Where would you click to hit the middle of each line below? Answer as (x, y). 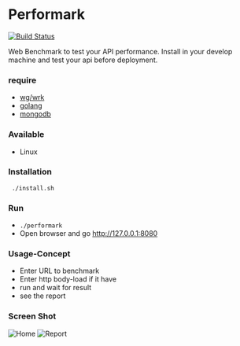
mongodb (35, 114)
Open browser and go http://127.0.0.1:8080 (89, 234)
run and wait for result (55, 288)
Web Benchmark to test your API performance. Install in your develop (120, 51)
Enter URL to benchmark (59, 271)
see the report (42, 296)
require (22, 80)
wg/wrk (32, 98)
